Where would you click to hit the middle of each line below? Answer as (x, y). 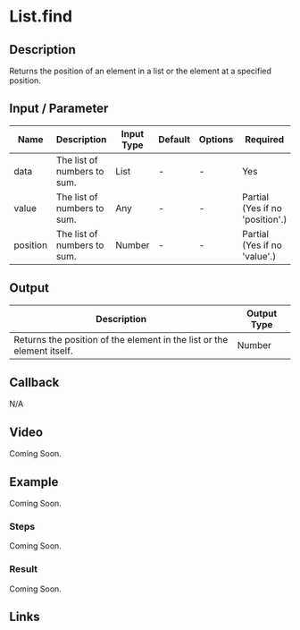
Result (24, 569)
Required (265, 139)
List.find (41, 17)
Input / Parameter (59, 109)
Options (216, 139)
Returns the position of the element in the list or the (121, 339)
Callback (34, 383)
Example (34, 482)
